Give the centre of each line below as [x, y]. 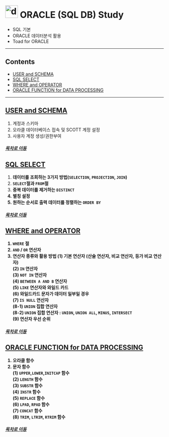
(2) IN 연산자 [25, 269]
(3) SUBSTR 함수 [27, 385]
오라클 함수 [23, 360]
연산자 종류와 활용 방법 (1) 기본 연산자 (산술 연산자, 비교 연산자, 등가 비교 [82, 256]
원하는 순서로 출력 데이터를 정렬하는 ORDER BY [57, 202]
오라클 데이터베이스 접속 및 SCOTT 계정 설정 [56, 129]
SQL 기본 [22, 29]
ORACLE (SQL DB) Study [72, 15]
